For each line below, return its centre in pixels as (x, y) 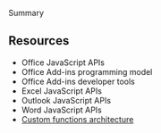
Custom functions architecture (77, 119)
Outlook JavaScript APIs (66, 100)
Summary (26, 13)
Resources (39, 41)
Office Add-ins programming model (87, 71)
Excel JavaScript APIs (61, 91)
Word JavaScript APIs (61, 110)
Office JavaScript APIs (63, 62)
